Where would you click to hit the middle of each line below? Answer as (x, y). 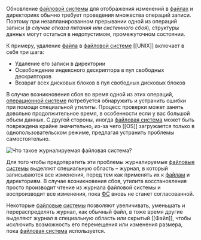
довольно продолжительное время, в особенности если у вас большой (98, 113)
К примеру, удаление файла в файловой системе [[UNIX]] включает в (95, 45)
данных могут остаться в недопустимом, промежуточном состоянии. (96, 34)
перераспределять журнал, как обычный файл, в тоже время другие (95, 212)
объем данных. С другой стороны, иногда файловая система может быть (100, 120)
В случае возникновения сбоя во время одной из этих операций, (90, 94)
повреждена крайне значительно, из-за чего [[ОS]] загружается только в (100, 126)
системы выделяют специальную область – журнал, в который (87, 168)
